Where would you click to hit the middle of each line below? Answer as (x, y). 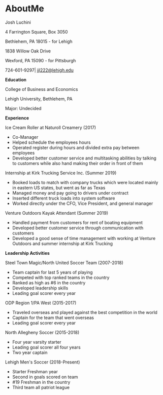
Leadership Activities (28, 253)
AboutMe (25, 9)
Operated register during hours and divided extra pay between (76, 147)
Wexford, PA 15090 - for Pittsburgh (41, 60)
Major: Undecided (23, 108)
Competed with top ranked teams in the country (61, 277)
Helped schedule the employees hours (51, 142)
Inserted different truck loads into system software (64, 198)
